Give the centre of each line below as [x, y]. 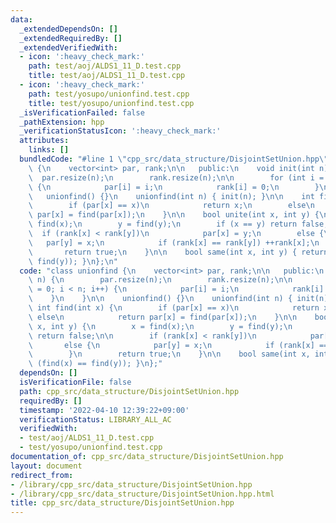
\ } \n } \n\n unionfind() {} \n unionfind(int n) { [160, 299]
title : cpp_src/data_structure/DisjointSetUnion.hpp [122, 503]
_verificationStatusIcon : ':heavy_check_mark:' [120, 131]
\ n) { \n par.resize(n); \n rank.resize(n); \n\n [160, 280]
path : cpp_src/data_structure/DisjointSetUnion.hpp [129, 391]
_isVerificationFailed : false [82, 112]
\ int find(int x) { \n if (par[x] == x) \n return [174, 308]
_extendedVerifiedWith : [68, 47]
